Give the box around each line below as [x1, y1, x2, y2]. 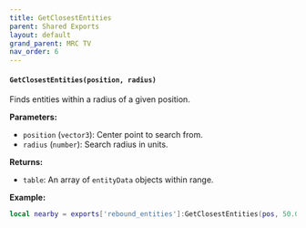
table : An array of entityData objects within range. [22, 174, 214, 185]
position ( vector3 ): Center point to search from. [22, 130, 203, 140]
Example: [9, 192, 46, 203]
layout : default [9, 30, 71, 39]
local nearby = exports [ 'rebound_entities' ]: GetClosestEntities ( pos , [9, 210, 280, 219]
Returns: [9, 157, 44, 168]
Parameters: [9, 111, 57, 123]
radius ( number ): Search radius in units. [22, 139, 168, 150]
